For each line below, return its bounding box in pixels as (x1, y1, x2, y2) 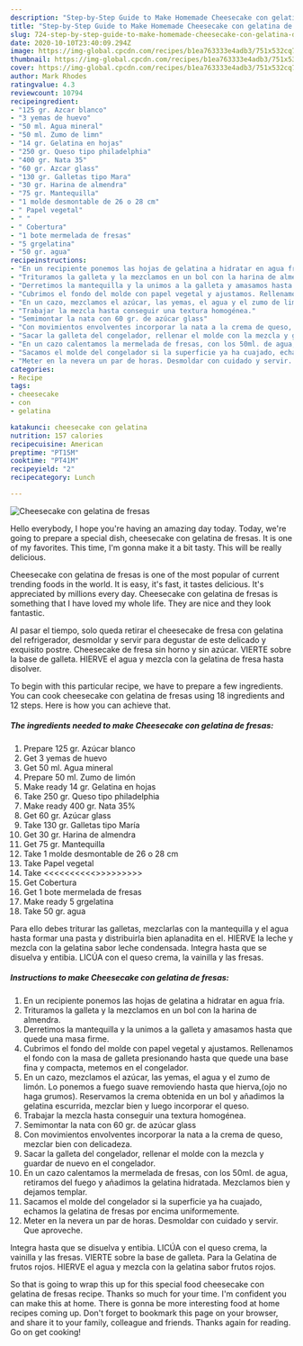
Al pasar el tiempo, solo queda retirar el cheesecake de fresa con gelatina (10, 625, 284, 636)
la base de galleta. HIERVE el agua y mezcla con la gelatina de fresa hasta (10, 654, 284, 664)
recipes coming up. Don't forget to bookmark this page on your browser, (10, 1307, 279, 1318)
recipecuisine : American (10, 439, 103, 448)
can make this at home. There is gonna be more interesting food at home (10, 1297, 281, 1308)
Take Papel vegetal (22, 857, 94, 869)
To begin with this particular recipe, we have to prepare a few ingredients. (10, 681, 284, 691)
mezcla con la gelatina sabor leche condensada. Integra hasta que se (10, 942, 268, 953)
